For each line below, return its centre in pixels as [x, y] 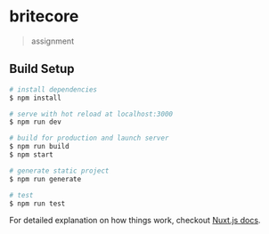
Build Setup [42, 69]
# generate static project [59, 171]
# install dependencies [53, 89]
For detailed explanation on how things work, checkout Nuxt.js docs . [135, 221]
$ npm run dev [36, 122]
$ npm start [31, 155]
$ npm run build [39, 147]
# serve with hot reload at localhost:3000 [91, 114]
